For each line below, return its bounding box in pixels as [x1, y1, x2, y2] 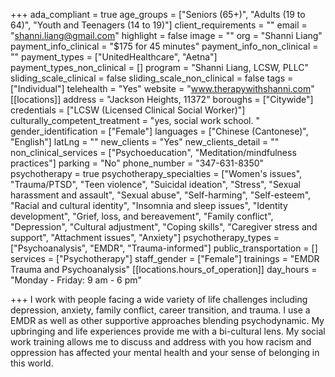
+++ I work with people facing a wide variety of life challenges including [10, 294, 308, 305]
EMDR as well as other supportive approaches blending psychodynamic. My [10, 315, 325, 326]
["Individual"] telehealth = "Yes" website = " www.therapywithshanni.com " [10, 83, 315, 94]
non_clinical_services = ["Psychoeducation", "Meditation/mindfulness [10, 147, 297, 158]
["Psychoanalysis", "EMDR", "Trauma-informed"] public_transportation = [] [10, 242, 318, 254]
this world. [10, 357, 54, 369]
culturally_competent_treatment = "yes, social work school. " [10, 115, 260, 126]
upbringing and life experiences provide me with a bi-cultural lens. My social [10, 325, 326, 337]
